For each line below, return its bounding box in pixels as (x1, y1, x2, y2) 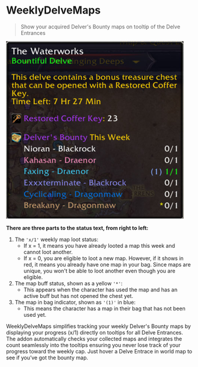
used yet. (23, 311, 47, 318)
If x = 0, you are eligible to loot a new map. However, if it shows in (23, 255, 184, 262)
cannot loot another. (23, 248, 73, 255)
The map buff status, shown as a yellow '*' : (14, 280, 123, 287)
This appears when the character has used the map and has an (23, 286, 178, 293)
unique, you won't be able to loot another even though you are (23, 267, 176, 274)
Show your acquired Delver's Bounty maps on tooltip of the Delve (20, 23, 180, 30)
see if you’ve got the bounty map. (6, 354, 89, 361)
